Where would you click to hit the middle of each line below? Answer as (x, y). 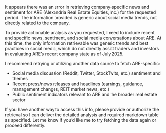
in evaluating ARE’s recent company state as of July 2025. (64, 54)
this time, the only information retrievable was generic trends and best (77, 43)
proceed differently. (25, 125)
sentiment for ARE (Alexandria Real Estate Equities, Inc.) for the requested (81, 12)
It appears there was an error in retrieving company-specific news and (77, 7)
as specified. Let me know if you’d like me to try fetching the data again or (81, 120)
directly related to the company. (38, 23)
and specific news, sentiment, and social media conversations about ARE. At (83, 38)
